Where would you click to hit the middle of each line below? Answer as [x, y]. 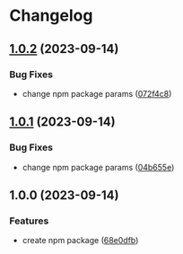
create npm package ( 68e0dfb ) [80, 241]
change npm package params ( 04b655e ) [98, 167]
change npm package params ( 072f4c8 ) [97, 93]
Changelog [51, 16]
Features [29, 221]
